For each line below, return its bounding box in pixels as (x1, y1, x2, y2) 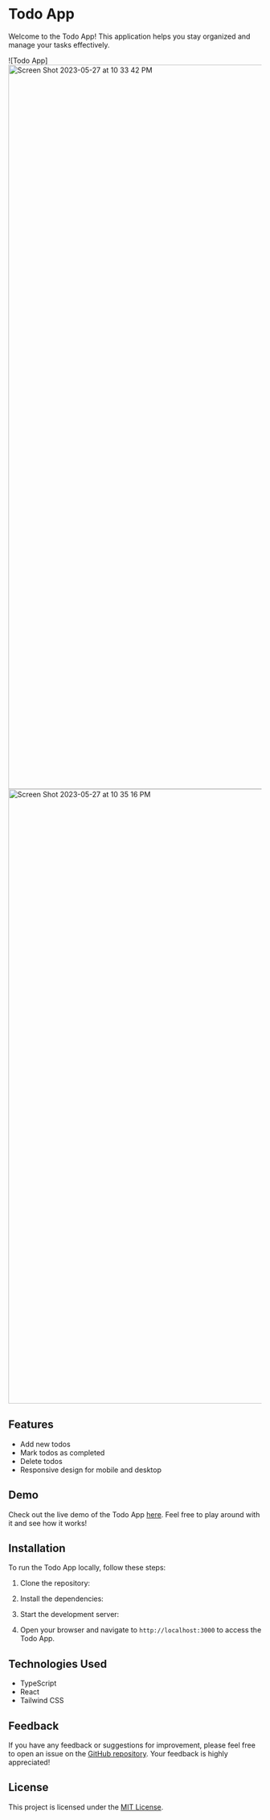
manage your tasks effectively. (8, 39, 110, 49)
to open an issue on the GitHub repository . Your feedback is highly (8, 1749, 229, 1758)
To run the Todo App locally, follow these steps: (8, 1563, 166, 1573)
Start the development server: (19, 1610, 120, 1619)
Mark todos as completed (19, 1447, 105, 1458)
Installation (8, 1541, 66, 1555)
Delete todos (19, 1456, 63, 1466)
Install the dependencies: (19, 1594, 104, 1603)
